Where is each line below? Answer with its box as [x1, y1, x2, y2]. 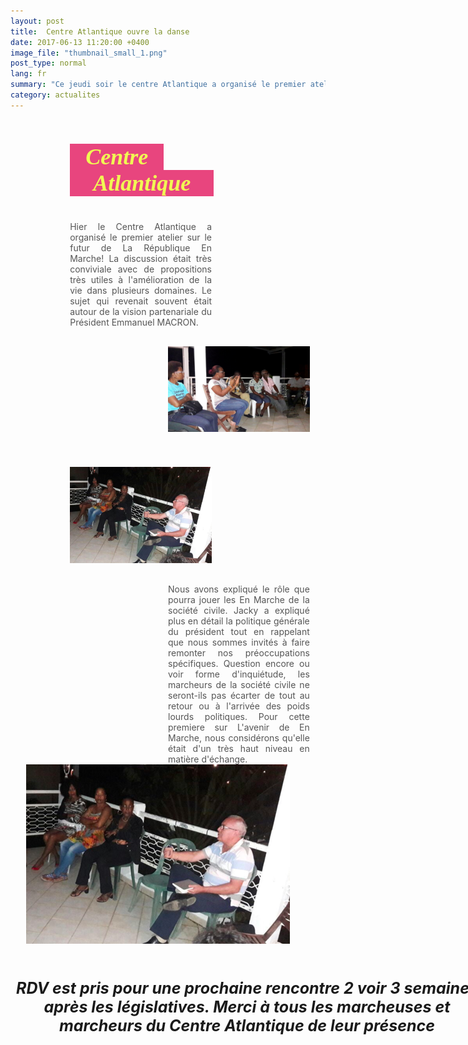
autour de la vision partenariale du [69, 305, 212, 317]
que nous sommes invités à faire [168, 636, 310, 649]
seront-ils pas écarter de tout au [168, 690, 310, 702]
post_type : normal [10, 58, 87, 69]
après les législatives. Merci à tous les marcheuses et [43, 997, 451, 1017]
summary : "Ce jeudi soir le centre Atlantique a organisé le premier [10, 80, 307, 90]
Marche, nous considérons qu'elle [168, 732, 310, 744]
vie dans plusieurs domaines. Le [69, 284, 212, 296]
